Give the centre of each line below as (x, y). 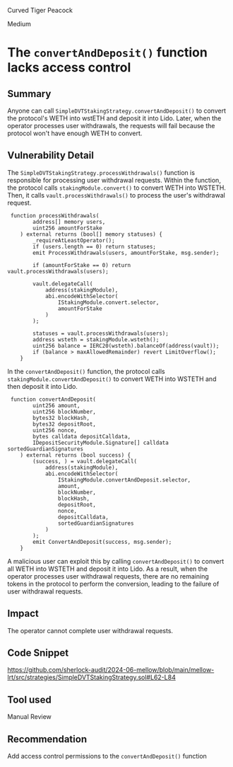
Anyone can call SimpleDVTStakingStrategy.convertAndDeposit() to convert (117, 110)
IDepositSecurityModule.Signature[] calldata (101, 443)
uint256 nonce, (55, 430)
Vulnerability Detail (50, 155)
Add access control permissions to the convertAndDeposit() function (107, 756)
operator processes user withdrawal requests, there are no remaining (108, 576)
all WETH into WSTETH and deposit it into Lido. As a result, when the (108, 569)
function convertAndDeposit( (53, 399)
